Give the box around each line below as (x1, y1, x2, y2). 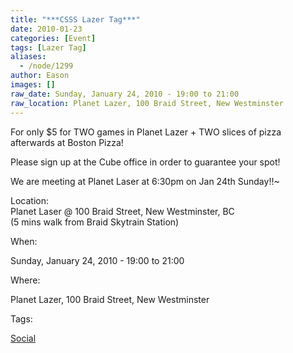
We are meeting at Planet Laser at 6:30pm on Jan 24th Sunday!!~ (10, 175, 280, 187)
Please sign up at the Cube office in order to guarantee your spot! (10, 156, 281, 168)
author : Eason (10, 71, 70, 81)
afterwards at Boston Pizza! (10, 136, 124, 148)
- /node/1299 (19, 61, 74, 71)
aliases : (10, 52, 47, 62)
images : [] (10, 80, 56, 90)
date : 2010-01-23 (10, 24, 83, 34)
